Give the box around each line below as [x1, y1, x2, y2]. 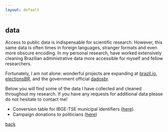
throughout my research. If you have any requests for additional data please [5, 91, 163, 97]
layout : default [5, 7, 39, 13]
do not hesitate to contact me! [5, 96, 68, 102]
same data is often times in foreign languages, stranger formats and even [5, 45, 157, 51]
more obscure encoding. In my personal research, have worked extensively [5, 50, 162, 56]
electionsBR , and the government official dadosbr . [5, 76, 109, 82]
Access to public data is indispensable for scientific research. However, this [5, 39, 162, 45]
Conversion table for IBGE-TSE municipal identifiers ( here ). [12, 106, 135, 112]
